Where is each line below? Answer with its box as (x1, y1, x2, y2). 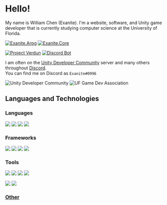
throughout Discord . (5, 65, 46, 71)
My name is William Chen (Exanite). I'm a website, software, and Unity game (5, 20, 162, 26)
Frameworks (5, 134, 36, 141)
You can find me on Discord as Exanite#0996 (5, 70, 96, 76)
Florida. (5, 30, 21, 36)
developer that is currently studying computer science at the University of (5, 25, 157, 31)
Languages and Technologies (5, 94, 99, 103)
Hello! (5, 3, 30, 15)
